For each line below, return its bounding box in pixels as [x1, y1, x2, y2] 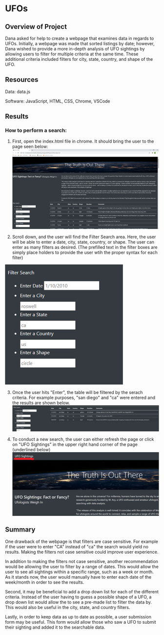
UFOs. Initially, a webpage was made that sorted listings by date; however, [5, 41, 155, 47]
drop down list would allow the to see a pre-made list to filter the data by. [5, 599, 152, 605]
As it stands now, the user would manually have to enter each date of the [5, 574, 152, 580]
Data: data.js [5, 89, 31, 95]
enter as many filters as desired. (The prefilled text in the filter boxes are [12, 244, 158, 250]
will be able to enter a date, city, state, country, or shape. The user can [12, 239, 155, 245]
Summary [5, 525, 36, 534]
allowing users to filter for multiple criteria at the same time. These [5, 51, 139, 57]
